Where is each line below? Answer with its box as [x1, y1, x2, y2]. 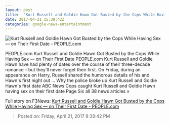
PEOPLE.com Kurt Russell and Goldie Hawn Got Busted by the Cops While [5, 51, 159, 57]
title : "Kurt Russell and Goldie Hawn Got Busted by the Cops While [5, 12, 155, 17]
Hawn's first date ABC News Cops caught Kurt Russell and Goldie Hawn [5, 83, 155, 89]
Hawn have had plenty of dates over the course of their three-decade [5, 61, 150, 67]
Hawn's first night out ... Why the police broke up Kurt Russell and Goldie [5, 77, 157, 84]
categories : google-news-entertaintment [5, 21, 92, 27]
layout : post [5, 7, 33, 13]
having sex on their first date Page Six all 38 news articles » [5, 88, 130, 94]
